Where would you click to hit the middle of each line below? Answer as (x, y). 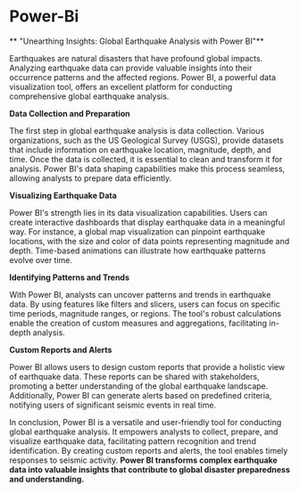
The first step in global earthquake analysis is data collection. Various (137, 130)
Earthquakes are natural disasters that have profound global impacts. (136, 58)
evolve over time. (41, 259)
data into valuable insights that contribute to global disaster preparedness (150, 469)
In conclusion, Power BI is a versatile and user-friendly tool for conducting (145, 422)
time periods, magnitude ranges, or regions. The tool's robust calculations (145, 313)
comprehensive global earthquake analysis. (89, 96)
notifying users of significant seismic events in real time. (113, 405)
